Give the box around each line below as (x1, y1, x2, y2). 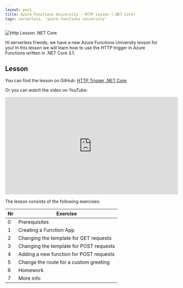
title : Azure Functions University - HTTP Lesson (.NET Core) (5, 12, 136, 17)
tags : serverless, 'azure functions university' (5, 16, 107, 21)
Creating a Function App (18, 227, 75, 234)
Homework (18, 267, 44, 274)
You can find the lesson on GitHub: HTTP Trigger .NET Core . (5, 78, 128, 84)
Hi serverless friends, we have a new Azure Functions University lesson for (5, 40, 158, 46)
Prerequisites (18, 219, 49, 226)
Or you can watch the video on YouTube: (5, 87, 88, 93)
